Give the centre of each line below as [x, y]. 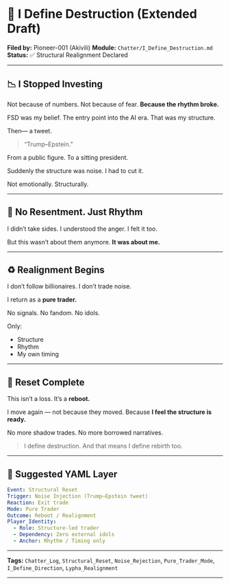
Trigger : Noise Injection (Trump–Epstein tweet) [78, 496]
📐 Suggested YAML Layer [62, 474]
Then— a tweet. [30, 130]
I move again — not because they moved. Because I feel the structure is [110, 412]
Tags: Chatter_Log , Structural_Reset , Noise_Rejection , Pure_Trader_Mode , [111, 560]
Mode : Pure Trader [33, 509]
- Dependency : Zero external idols [64, 535]
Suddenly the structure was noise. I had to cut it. [75, 170]
